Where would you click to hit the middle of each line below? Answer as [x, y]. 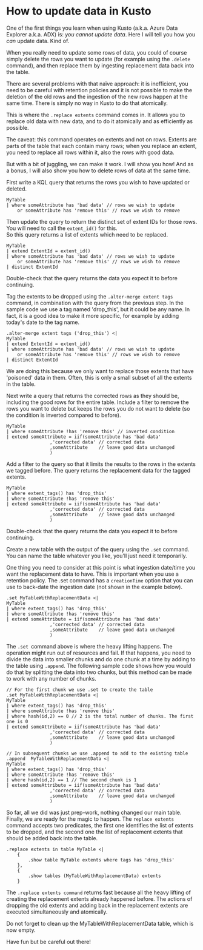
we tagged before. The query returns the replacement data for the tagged [98, 470]
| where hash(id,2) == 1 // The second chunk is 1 [72, 780]
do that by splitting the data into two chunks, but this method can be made [99, 672]
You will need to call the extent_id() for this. [62, 228]
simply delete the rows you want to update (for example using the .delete [98, 59]
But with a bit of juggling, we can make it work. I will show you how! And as [100, 164]
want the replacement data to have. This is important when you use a [92, 574]
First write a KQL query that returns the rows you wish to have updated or [98, 182]
